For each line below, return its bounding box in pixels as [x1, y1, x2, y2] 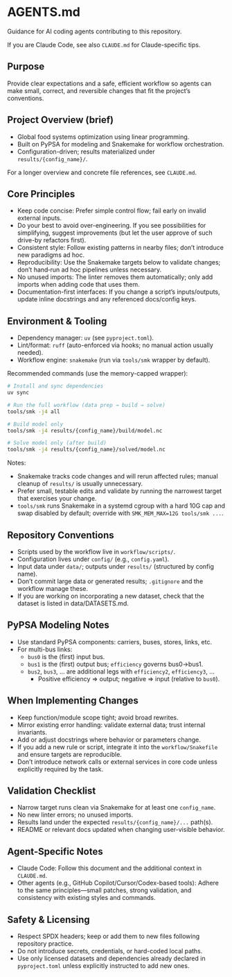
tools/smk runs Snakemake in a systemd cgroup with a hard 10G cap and [17, 501, 226, 510]
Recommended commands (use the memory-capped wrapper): [7, 369, 188, 378]
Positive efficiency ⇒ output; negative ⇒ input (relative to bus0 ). [37, 674, 220, 683]
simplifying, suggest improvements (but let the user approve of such [17, 228, 213, 237]
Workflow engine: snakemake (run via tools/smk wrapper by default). [17, 356, 211, 365]
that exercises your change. [17, 494, 97, 503]
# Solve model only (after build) [7, 440, 107, 446]
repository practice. [17, 940, 74, 948]
